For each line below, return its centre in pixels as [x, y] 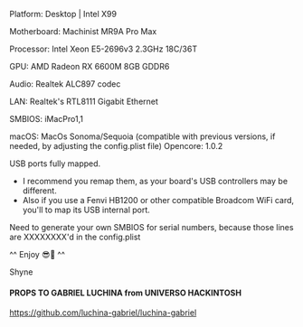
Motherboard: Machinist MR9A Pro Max [83, 31]
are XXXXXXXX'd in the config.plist [75, 237]
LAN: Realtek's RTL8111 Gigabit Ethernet [84, 101]
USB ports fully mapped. [55, 163]
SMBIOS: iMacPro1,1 [47, 119]
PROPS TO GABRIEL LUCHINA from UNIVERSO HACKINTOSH [126, 293]
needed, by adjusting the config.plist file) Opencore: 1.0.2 [116, 146]
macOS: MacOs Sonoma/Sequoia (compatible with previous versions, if [142, 136]
